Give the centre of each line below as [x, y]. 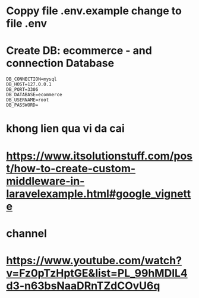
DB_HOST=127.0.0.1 [29, 84]
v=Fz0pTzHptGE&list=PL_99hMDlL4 [97, 273]
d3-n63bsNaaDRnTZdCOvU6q [83, 286]
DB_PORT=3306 [22, 90]
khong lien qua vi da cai [65, 129]
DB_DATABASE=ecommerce [34, 95]
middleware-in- [45, 181]
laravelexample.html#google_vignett [99, 194]
